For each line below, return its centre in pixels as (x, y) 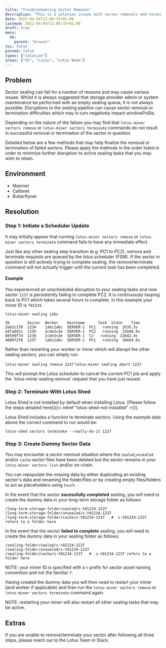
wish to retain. (20, 158)
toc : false (16, 46)
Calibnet (21, 191)
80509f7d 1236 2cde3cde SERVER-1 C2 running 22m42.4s (72, 336)
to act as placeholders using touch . (41, 485)
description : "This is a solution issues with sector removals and (76, 14)
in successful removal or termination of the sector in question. (68, 133)
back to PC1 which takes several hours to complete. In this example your (79, 300)
